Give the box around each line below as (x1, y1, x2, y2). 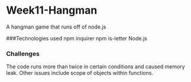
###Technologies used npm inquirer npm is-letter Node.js (6, 34, 148, 42)
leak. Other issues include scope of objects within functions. (6, 70, 154, 77)
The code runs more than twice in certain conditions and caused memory (6, 63, 185, 70)
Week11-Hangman (6, 4, 98, 17)
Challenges (6, 49, 40, 58)
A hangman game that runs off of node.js (6, 23, 106, 30)
